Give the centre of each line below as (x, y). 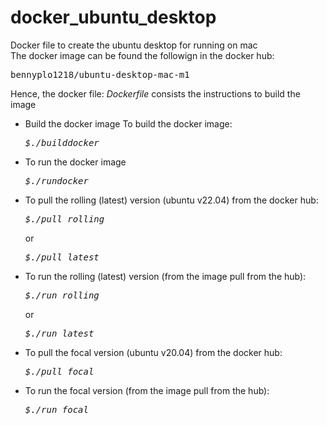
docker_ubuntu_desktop (113, 17)
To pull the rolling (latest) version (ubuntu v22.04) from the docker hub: (171, 200)
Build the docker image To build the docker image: (128, 123)
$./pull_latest (62, 257)
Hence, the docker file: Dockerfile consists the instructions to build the (155, 93)
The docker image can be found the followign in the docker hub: (142, 55)
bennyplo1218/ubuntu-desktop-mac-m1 (100, 74)
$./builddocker (62, 142)
